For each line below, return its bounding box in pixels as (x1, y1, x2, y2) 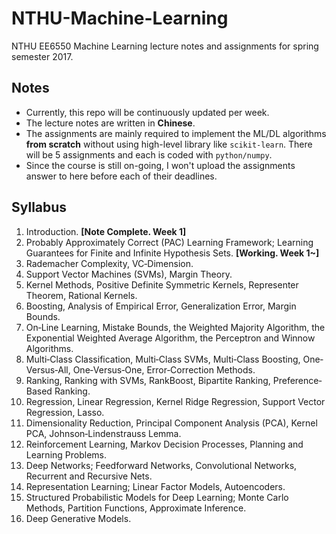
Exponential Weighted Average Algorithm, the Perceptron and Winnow (25, 332, 316, 344)
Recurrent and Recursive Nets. (25, 470, 153, 482)
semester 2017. (11, 50, 74, 62)
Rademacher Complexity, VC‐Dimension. (25, 257, 194, 269)
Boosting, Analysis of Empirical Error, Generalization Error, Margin (25, 300, 297, 312)
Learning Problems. (25, 448, 108, 461)
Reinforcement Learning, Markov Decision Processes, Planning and (25, 438, 304, 450)
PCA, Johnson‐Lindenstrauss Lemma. (25, 427, 182, 439)
